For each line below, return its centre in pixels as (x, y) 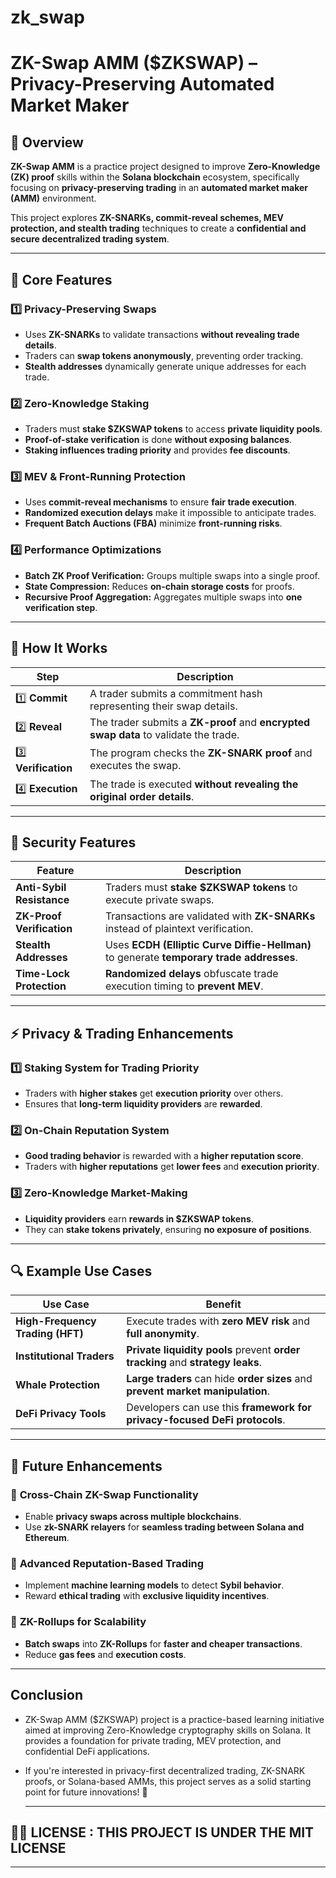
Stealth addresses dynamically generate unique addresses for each (165, 366)
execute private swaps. (159, 900)
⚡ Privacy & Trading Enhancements (122, 1033)
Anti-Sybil (41, 888)
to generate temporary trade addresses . (201, 958)
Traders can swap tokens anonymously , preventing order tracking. (164, 355)
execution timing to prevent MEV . (184, 986)
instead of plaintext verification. (179, 929)
